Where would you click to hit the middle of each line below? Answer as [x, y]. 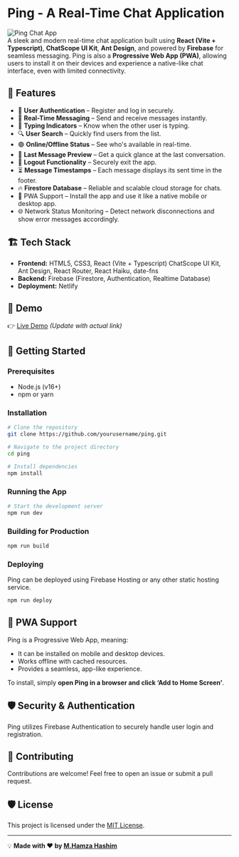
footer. [27, 180]
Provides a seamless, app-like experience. [80, 669]
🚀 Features [32, 93]
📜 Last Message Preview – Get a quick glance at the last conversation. [121, 154]
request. [20, 781]
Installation [27, 413]
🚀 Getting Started [47, 351]
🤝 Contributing [41, 757]
